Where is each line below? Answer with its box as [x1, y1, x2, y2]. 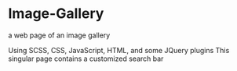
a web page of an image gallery [8, 30, 111, 40]
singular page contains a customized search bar [8, 54, 164, 63]
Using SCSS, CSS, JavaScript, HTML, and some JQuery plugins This [8, 45, 230, 55]
